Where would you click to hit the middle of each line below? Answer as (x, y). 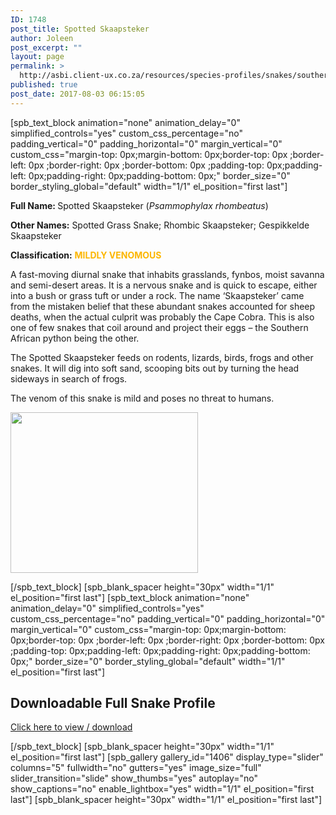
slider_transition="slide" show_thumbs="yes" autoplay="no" (134, 778)
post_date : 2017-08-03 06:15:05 (77, 94)
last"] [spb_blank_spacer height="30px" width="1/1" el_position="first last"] (166, 800)
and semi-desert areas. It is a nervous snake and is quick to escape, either (164, 285)
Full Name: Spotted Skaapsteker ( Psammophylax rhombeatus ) (139, 205)
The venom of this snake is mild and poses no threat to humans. (142, 398)
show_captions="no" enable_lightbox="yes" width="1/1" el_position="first (162, 789)
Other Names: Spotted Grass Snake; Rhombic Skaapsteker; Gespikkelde (160, 225)
